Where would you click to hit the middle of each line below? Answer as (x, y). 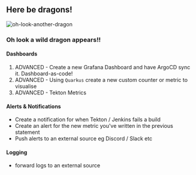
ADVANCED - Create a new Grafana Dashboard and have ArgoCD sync (102, 67)
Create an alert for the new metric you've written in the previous (94, 126)
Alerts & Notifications (34, 106)
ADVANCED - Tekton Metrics (51, 93)
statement (27, 132)
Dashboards (22, 54)
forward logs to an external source (58, 165)
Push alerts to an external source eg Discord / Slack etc (84, 139)
